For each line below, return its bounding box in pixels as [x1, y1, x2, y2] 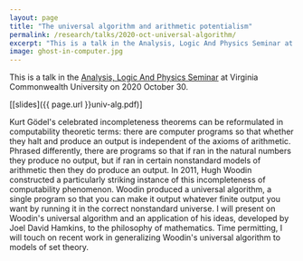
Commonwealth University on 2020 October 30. [9, 82, 189, 92]
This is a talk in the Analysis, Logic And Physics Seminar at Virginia [9, 72, 259, 82]
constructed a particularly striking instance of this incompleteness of [9, 174, 266, 186]
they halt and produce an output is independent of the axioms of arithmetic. [9, 136, 291, 147]
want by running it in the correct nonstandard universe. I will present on [9, 203, 276, 214]
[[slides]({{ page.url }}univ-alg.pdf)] [9, 99, 143, 110]
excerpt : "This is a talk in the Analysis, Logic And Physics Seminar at [9, 38, 294, 48]
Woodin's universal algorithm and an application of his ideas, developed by [9, 213, 289, 224]
